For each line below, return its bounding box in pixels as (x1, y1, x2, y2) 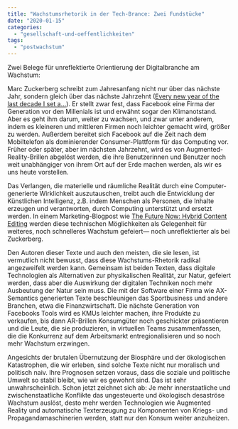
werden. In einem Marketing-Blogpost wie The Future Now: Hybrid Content (7, 212, 227, 220)
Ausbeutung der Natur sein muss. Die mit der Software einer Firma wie (7, 286, 215, 294)
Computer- (194, 182, 227, 190)
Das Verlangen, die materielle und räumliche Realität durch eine (7, 182, 193, 190)
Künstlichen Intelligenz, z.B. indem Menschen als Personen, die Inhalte (7, 197, 215, 205)
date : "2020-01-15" (7, 17, 65, 24)
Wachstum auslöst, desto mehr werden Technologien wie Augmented (7, 398, 211, 407)
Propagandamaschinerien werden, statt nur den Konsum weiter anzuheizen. (7, 414, 229, 422)
